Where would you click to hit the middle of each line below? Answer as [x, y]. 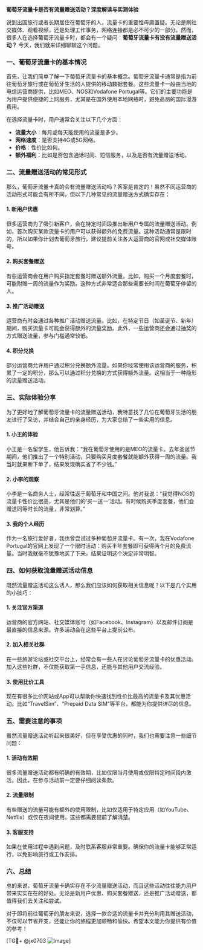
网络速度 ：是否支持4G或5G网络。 [57, 140]
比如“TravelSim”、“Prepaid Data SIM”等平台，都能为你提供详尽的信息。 [105, 704]
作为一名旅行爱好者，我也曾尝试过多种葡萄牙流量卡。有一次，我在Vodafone [100, 538]
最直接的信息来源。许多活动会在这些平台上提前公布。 [72, 630]
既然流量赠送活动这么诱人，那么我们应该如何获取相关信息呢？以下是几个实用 [101, 585]
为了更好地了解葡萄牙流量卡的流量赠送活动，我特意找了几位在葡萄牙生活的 [99, 412]
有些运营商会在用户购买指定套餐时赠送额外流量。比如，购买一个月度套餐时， [101, 276]
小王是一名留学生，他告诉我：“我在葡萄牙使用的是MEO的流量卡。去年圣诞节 [101, 449]
